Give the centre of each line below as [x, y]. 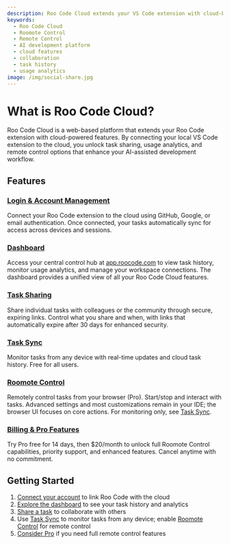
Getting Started [41, 481]
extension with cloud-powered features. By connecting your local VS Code [113, 137]
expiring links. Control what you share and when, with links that [97, 317]
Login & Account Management [59, 200]
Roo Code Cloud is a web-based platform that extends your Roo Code [106, 130]
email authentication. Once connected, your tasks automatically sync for [109, 223]
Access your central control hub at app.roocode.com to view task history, [111, 263]
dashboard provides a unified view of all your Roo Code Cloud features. [108, 277]
